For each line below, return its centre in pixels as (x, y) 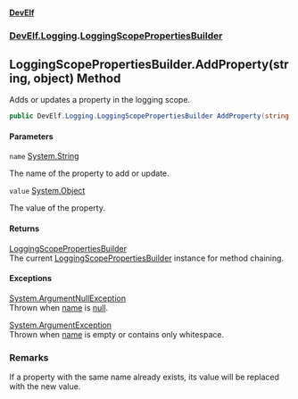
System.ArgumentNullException (68, 298)
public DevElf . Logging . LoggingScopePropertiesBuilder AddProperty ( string (149, 116)
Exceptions (30, 278)
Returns (25, 229)
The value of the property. (57, 208)
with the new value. (45, 387)
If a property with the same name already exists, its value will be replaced (144, 377)
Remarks (29, 357)
